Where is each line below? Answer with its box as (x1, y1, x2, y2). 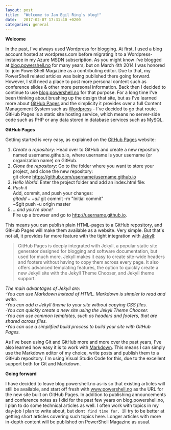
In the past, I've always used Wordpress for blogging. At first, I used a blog (5, 46, 162, 52)
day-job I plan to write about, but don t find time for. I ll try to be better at (5, 408, 165, 414)
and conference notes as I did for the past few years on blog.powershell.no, (5, 397, 165, 403)
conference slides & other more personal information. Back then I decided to (5, 84, 166, 90)
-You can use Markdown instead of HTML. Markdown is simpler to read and (5, 291, 166, 297)
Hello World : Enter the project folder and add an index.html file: (12, 179, 145, 185)
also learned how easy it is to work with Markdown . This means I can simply (5, 344, 165, 350)
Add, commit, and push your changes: (12, 190, 93, 197)
